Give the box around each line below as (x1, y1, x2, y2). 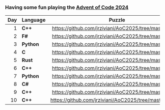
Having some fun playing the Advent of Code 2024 (5, 4, 129, 11)
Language (22, 17, 46, 24)
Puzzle (109, 17, 125, 24)
